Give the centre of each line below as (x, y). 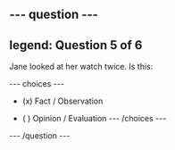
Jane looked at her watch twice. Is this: (81, 67)
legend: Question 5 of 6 (76, 45)
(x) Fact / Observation (62, 101)
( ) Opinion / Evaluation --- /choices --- (94, 119)
